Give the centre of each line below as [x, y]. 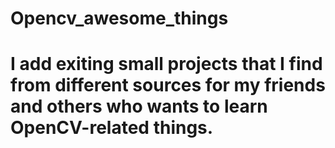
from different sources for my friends [168, 85]
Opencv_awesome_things [119, 18]
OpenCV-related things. [112, 128]
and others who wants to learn [139, 106]
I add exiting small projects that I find [166, 64]
